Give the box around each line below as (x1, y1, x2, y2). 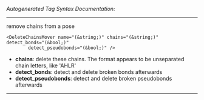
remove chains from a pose (6, 22, 75, 30)
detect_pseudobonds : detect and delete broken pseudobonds (15, 75, 172, 82)
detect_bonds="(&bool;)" (6, 39, 69, 45)
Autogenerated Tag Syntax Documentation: (6, 5, 115, 12)
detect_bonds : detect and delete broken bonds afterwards (15, 68, 163, 75)
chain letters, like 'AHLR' (15, 62, 76, 69)
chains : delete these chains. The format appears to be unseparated (15, 56, 185, 62)
